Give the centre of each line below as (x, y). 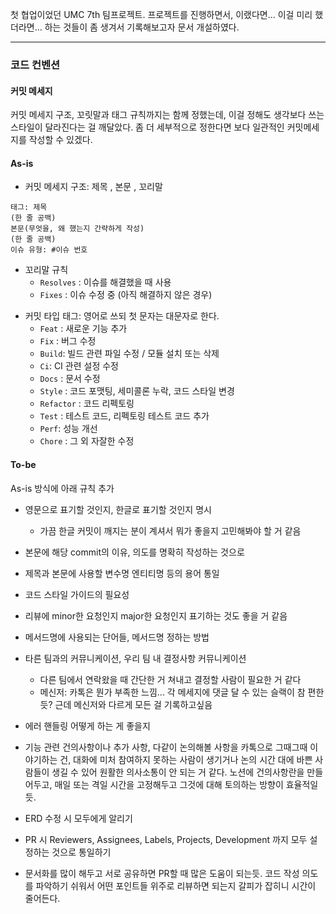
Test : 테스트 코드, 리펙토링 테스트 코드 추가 (124, 416)
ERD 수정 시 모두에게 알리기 (78, 818)
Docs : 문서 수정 (70, 379)
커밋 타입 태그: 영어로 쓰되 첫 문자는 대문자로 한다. (122, 316)
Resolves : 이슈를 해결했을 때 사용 (105, 282)
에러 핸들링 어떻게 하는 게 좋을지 (87, 725)
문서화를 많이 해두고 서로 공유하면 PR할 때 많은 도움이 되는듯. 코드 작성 (162, 873)
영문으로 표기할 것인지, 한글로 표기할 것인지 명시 (118, 509)
